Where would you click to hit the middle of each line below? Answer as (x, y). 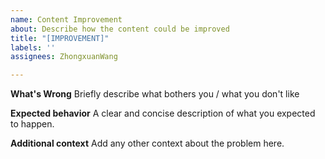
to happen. (32, 124)
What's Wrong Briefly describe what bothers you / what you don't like (155, 94)
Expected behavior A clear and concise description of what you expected (163, 113)
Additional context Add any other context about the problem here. (147, 143)
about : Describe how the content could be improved (120, 29)
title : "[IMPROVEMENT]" (60, 38)
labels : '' (33, 47)
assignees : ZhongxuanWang (64, 57)
